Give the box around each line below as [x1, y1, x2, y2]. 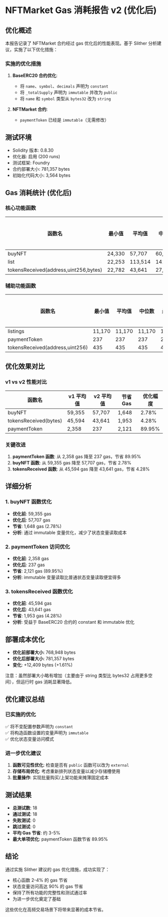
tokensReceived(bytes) [7, 417, 62, 424]
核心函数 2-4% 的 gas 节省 [12, 877, 68, 883]
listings [7, 328, 25, 335]
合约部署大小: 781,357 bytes [12, 166, 70, 172]
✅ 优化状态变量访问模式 [5, 736, 54, 742]
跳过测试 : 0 [12, 823, 36, 829]
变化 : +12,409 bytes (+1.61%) [12, 662, 73, 668]
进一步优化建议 [5, 749, 41, 756]
